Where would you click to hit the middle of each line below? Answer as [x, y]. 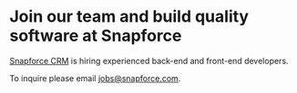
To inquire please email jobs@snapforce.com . [95, 78]
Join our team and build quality [129, 17]
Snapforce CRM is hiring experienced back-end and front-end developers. [149, 60]
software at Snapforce [96, 36]
